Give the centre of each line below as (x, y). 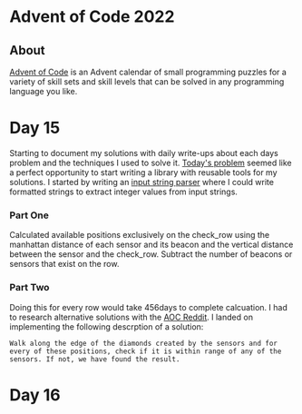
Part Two (29, 288)
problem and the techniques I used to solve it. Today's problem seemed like (151, 163)
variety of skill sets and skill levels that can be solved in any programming (147, 82)
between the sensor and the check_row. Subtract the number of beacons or (151, 254)
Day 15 (35, 128)
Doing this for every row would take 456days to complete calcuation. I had (148, 307)
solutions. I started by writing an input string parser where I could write (142, 182)
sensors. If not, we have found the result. (95, 359)
